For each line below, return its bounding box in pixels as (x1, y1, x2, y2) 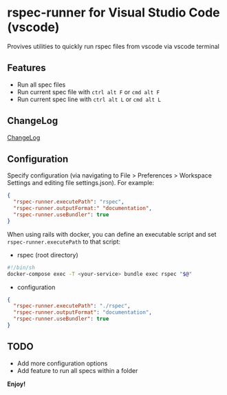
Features (7, 62, 46, 74)
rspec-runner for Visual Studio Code (7, 5, 220, 21)
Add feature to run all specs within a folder (17, 366, 138, 374)
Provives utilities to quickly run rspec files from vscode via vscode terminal (7, 42, 220, 50)
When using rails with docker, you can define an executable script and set (7, 230, 217, 238)
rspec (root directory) (17, 250, 79, 259)
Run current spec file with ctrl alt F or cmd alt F (17, 87, 160, 96)
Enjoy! (7, 380, 26, 388)
